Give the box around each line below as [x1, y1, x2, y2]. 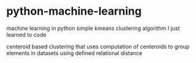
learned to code [6, 31, 47, 38]
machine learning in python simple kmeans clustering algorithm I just [6, 24, 180, 32]
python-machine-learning [6, 4, 142, 18]
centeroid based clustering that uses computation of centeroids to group [6, 43, 190, 50]
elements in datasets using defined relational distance [6, 49, 143, 56]
